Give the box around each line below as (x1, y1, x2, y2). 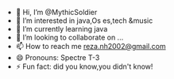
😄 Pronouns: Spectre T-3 (15, 53, 100, 62)
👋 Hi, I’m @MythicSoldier (15, 8, 98, 17)
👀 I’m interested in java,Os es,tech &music (15, 16, 153, 25)
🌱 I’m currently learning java (15, 24, 108, 33)
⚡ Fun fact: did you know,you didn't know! (15, 62, 153, 71)
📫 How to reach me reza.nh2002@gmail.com (15, 42, 166, 51)
